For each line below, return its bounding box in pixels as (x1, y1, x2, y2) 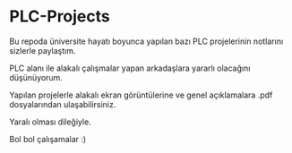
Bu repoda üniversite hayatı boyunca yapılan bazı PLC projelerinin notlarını (9, 36, 284, 47)
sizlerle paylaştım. (9, 45, 76, 55)
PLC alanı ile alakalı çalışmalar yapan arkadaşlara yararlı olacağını (9, 63, 251, 73)
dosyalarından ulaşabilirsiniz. (9, 98, 116, 109)
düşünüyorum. (9, 72, 63, 82)
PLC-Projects (9, 6, 110, 27)
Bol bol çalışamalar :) (9, 133, 87, 144)
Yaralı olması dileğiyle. (9, 116, 91, 127)
